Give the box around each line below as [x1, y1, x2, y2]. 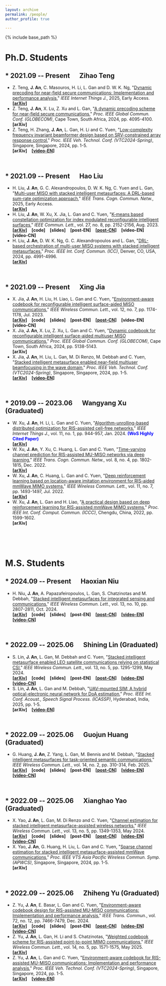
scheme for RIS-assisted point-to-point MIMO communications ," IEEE [12, 939, 154, 945]
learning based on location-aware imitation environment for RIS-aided [12, 478, 155, 484]
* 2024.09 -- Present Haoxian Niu [5, 577, 119, 586]
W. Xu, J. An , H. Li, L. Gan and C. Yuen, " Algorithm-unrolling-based [12, 420, 149, 426]
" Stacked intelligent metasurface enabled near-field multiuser [12, 359, 138, 365]
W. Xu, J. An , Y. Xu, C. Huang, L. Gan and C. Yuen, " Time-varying [12, 446, 146, 452]
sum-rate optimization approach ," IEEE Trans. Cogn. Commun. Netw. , [12, 195, 154, 201]
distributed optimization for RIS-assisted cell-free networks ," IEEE [12, 425, 146, 431]
